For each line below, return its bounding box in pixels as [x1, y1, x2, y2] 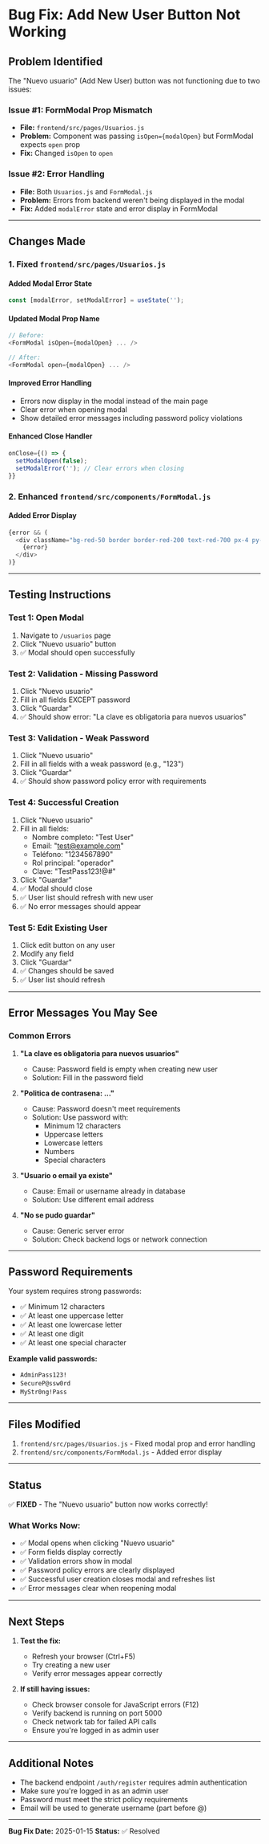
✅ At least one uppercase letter [19, 1311, 124, 1320]
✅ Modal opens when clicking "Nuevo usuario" [19, 1538, 175, 1548]
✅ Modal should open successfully [19, 647, 135, 657]
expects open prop [19, 140, 80, 149]
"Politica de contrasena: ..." [19, 1088, 114, 1098]
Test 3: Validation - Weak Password [8, 732, 150, 744]
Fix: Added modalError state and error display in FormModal [19, 203, 219, 214]
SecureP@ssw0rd [19, 1380, 71, 1388]
